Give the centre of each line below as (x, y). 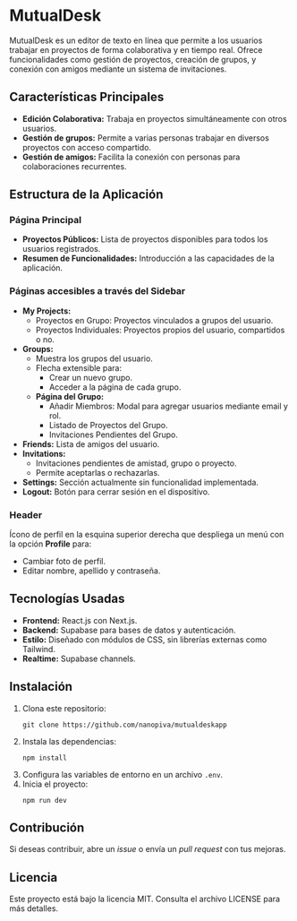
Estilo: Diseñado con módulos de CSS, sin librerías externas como (144, 639)
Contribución (47, 828)
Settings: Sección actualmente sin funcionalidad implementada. (140, 482)
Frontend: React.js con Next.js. (80, 620)
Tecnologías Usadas (67, 599)
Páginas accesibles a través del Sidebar (98, 291)
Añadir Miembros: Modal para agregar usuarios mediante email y (169, 406)
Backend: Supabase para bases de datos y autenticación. (129, 630)
